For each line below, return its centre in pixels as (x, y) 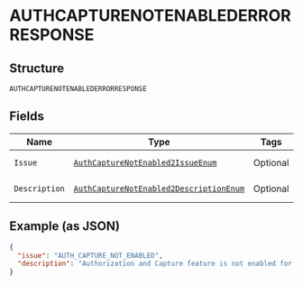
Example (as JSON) (64, 226)
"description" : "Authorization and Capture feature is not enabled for (155, 264)
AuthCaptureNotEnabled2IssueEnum (145, 162)
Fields (27, 117)
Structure (37, 68)
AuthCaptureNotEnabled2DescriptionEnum (159, 188)
